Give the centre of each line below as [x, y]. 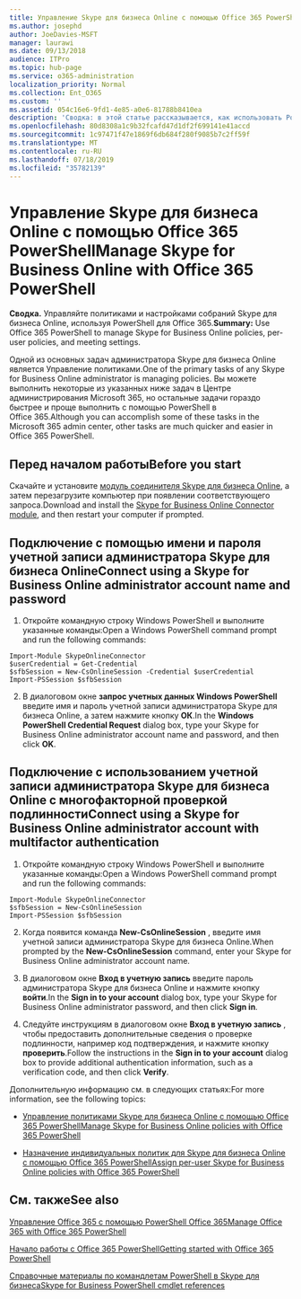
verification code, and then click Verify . [95, 1072]
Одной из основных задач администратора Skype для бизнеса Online [142, 359]
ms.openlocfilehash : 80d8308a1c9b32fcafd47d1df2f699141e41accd [130, 127]
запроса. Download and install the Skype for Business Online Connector [142, 505]
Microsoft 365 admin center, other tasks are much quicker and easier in [141, 427]
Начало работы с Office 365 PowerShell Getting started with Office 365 [142, 1249]
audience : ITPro [39, 59]
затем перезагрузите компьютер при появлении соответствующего [140, 496]
